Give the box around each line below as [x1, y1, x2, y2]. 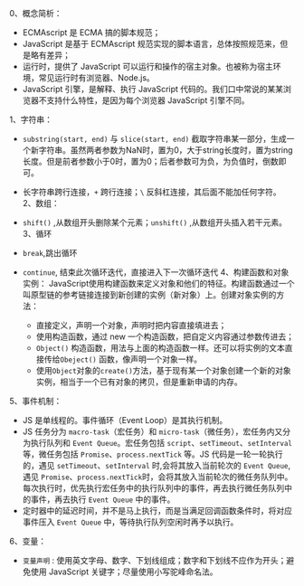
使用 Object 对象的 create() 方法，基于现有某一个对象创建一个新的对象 [35, 365, 291, 375]
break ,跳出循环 [22, 248, 78, 258]
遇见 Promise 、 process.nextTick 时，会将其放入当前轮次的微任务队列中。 [22, 471, 293, 482]
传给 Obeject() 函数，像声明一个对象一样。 [43, 354, 202, 364]
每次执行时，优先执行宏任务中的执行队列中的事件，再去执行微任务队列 [22, 483, 285, 493]
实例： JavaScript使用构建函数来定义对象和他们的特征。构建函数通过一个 [22, 279, 295, 288]
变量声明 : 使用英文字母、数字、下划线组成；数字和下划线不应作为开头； [22, 555, 287, 565]
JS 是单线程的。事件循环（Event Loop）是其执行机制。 [22, 415, 228, 425]
